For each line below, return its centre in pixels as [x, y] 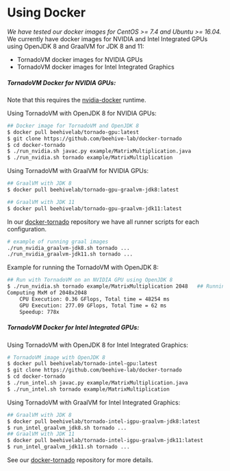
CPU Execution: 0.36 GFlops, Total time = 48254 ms [94, 299]
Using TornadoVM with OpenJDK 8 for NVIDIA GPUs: [82, 113]
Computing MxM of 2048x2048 [47, 293]
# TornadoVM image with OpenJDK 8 [56, 357]
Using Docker [47, 13]
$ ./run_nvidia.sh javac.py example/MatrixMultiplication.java [99, 151]
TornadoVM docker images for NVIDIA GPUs [80, 59]
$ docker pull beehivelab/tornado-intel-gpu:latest [82, 364]
